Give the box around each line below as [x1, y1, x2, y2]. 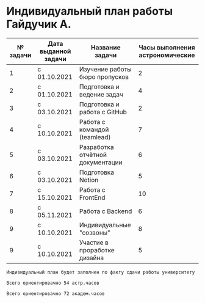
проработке [79, 246, 115, 254]
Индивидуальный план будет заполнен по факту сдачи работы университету [6, 269, 195, 276]
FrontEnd [79, 193, 106, 202]
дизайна [79, 254, 104, 262]
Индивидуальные [79, 221, 131, 229]
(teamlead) [79, 133, 111, 141]
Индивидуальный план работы [6, 4, 173, 18]
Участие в [79, 238, 109, 247]
